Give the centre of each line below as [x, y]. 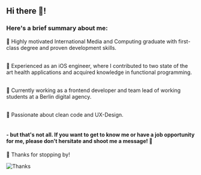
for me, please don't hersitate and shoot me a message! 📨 [79, 141]
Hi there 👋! [26, 11]
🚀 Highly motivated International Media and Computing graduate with [91, 41]
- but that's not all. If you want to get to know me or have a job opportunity [100, 135]
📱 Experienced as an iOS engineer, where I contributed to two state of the [97, 66]
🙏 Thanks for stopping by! [38, 155]
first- [184, 41]
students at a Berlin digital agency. [49, 96]
